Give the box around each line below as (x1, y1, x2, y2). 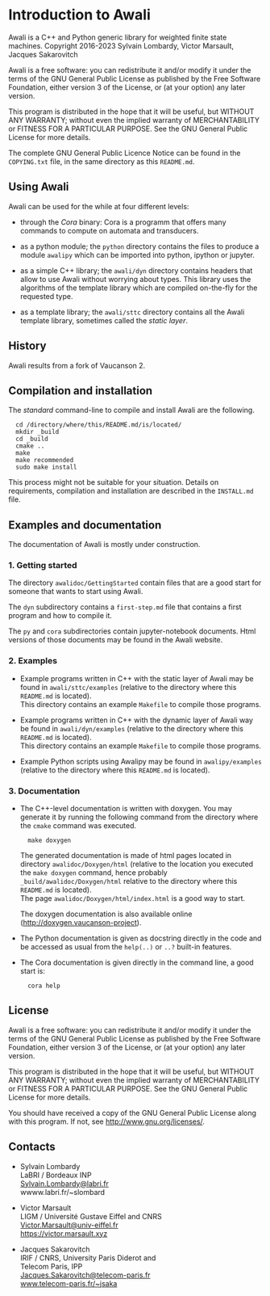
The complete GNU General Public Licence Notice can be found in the (8, 148, 241, 158)
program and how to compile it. (8, 611, 113, 621)
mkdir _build (15, 428, 60, 436)
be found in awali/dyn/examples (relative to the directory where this (19, 723, 244, 733)
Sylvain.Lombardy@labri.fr (19, 1178, 109, 1189)
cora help (27, 982, 60, 991)
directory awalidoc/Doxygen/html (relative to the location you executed (19, 859, 254, 869)
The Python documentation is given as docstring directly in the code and (19, 933, 262, 943)
